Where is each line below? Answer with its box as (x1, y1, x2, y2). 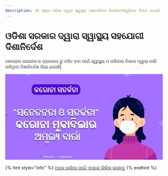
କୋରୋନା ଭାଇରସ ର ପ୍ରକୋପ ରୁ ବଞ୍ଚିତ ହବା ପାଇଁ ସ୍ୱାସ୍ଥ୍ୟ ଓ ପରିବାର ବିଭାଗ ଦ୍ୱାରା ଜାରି (5, 58, 157, 64)
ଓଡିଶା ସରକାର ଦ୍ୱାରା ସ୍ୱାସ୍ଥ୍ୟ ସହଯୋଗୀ (5, 30, 144, 41)
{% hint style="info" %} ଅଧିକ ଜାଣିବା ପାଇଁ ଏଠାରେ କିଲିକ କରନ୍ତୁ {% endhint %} (5, 164, 157, 170)
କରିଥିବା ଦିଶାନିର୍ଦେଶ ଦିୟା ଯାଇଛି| (5, 63, 61, 69)
